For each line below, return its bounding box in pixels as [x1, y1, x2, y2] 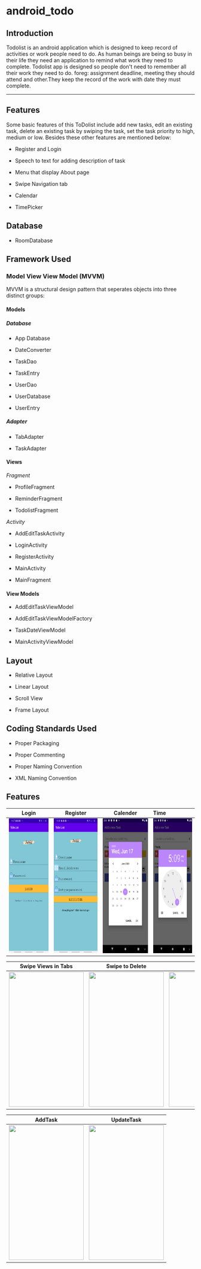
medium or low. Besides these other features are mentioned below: [6, 134, 172, 141]
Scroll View [14, 695, 43, 702]
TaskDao [14, 358, 37, 365]
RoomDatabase [14, 237, 53, 244]
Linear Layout [14, 683, 49, 691]
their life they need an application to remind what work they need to [6, 57, 173, 64]
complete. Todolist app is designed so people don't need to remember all [6, 63, 187, 70]
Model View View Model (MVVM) [6, 272, 105, 280]
